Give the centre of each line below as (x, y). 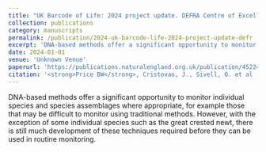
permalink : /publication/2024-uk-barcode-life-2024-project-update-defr (131, 38)
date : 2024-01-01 (37, 52)
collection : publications (51, 23)
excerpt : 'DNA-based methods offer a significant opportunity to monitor (133, 45)
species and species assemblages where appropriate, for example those (127, 105)
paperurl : (25, 67)
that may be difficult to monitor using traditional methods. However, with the (132, 114)
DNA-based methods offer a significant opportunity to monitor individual (126, 97)
